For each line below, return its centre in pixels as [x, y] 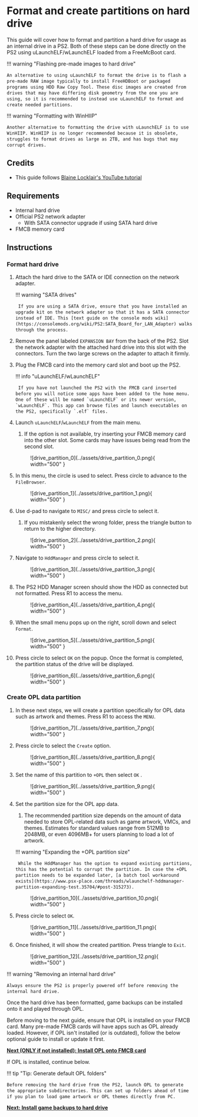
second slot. [39, 446]
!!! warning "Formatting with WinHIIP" [52, 116]
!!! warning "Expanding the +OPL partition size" [72, 852]
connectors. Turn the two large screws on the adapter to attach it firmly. [103, 354]
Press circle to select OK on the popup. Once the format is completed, [99, 658]
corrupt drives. [27, 145]
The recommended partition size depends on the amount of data [103, 815]
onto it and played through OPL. [45, 1008]
